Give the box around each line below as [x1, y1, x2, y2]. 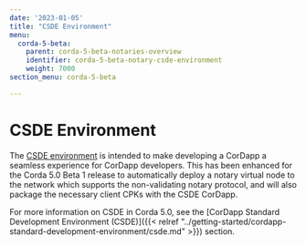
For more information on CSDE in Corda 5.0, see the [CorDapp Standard [9, 206, 280, 217]
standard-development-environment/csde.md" [9, 225, 185, 237]
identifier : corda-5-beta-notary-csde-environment [26, 56, 223, 65]
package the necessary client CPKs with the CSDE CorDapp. [9, 189, 238, 200]
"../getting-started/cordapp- [181, 216, 287, 227]
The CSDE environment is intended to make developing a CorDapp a [9, 149, 267, 160]
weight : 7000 [26, 65, 76, 74]
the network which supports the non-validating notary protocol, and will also [9, 179, 297, 190]
